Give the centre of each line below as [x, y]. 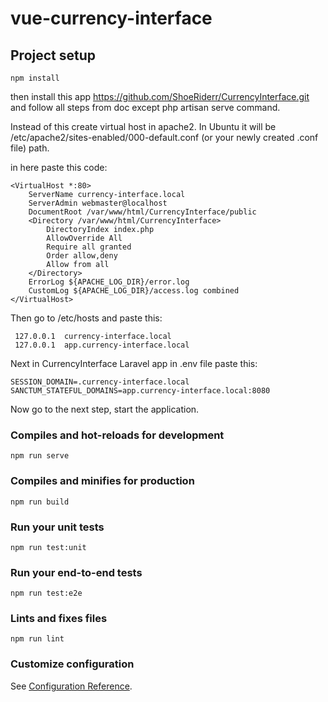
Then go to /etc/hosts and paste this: [86, 318]
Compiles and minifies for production [102, 481]
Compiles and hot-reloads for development [117, 435]
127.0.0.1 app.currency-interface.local [102, 345]
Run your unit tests [57, 527]
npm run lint [37, 639]
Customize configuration [72, 664]
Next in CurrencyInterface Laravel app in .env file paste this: [134, 363]
